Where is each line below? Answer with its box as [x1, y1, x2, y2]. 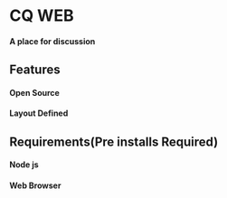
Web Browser [9, 180, 61, 191]
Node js [9, 159, 39, 170]
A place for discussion [9, 35, 96, 46]
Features [9, 62, 61, 78]
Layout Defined [9, 108, 69, 118]
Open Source [9, 87, 61, 98]
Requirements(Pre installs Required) [9, 134, 219, 149]
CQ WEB [9, 5, 74, 26]
